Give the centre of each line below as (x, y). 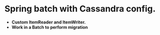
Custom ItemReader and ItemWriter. (48, 22)
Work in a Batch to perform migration (50, 27)
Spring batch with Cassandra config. (80, 9)
